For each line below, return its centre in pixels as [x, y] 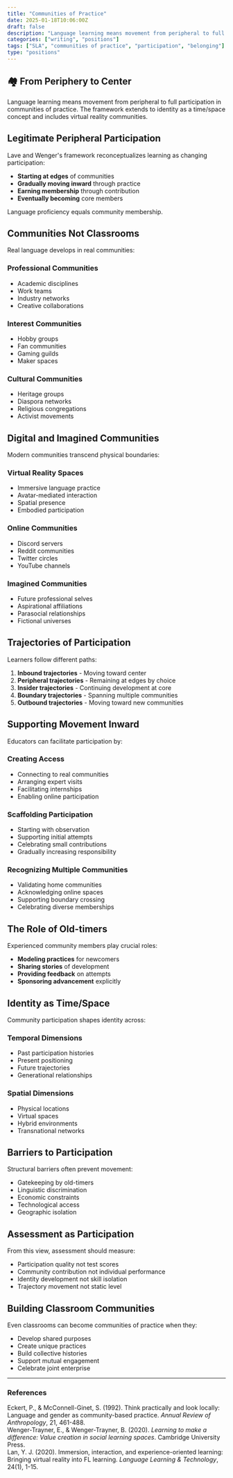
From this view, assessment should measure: [71, 1251]
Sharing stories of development [63, 967]
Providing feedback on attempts [64, 974]
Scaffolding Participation [50, 814]
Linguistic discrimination [52, 1190]
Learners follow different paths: [52, 659]
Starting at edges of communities [66, 176]
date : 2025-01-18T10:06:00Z [48, 20]
